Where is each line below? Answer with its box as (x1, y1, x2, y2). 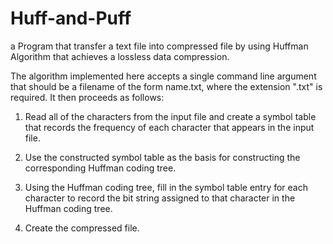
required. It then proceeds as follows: (10, 91, 165, 103)
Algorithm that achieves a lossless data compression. (10, 50, 230, 62)
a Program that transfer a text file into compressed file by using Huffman (10, 40, 309, 52)
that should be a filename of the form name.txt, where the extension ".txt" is (10, 80, 323, 92)
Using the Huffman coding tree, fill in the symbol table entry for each (24, 181, 309, 193)
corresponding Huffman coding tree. (24, 162, 177, 174)
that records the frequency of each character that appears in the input (24, 121, 315, 133)
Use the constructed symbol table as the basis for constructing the (24, 151, 301, 163)
